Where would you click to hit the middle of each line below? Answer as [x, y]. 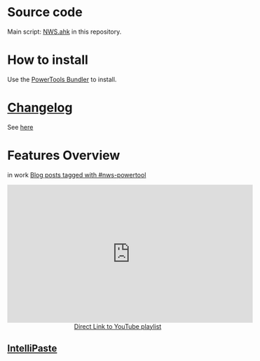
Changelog [40, 108]
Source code [45, 12]
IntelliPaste [32, 349]
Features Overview [64, 156]
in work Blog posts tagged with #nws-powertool [77, 175]
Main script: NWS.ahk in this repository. [64, 32]
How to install [48, 60]
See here [20, 127]
